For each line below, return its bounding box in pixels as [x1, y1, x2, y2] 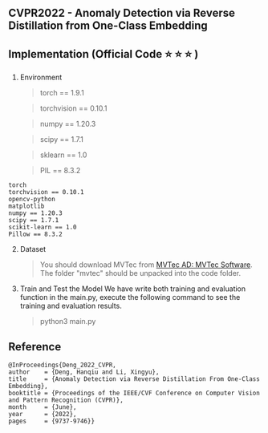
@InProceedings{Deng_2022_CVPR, [8, 361, 116, 370]
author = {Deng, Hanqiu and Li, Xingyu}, [8, 368, 160, 376]
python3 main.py [39, 317, 96, 326]
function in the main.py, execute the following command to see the [19, 293, 241, 302]
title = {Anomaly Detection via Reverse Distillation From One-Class [8, 375, 261, 383]
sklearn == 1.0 [39, 150, 87, 160]
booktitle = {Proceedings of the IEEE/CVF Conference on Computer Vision [8, 389, 261, 398]
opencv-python [8, 196, 56, 204]
